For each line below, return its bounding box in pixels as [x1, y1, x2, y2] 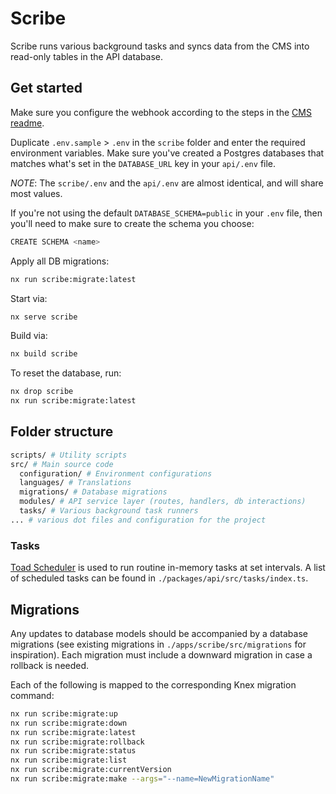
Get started [10, 80, 83, 97]
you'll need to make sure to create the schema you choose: [10, 217, 255, 229]
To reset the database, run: [10, 367, 122, 379]
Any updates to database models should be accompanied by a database [10, 627, 308, 639]
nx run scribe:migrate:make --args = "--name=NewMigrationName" [10, 774, 275, 784]
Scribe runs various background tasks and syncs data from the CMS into [10, 40, 310, 52]
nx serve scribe [10, 312, 78, 322]
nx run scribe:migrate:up [10, 708, 118, 719]
